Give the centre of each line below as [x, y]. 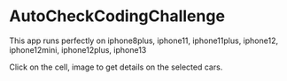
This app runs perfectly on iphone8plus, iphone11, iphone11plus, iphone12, [144, 40]
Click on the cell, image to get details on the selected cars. [116, 67]
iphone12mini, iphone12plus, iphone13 [78, 49]
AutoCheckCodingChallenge [117, 16]
